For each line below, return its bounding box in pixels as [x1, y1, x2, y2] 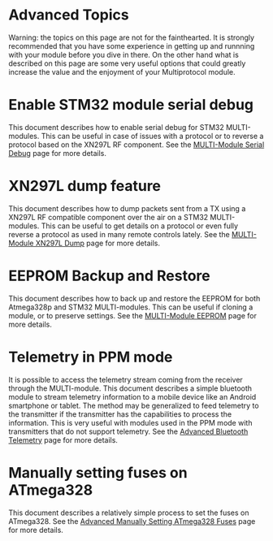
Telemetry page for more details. [8, 435, 118, 444]
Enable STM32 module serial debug [8, 96, 254, 115]
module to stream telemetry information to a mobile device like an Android [8, 392, 257, 401]
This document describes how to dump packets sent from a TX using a [8, 203, 246, 213]
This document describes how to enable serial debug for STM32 [8, 122, 225, 132]
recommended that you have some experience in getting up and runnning [8, 41, 255, 50]
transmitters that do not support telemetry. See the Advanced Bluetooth [8, 426, 249, 436]
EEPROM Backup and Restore [8, 266, 210, 285]
